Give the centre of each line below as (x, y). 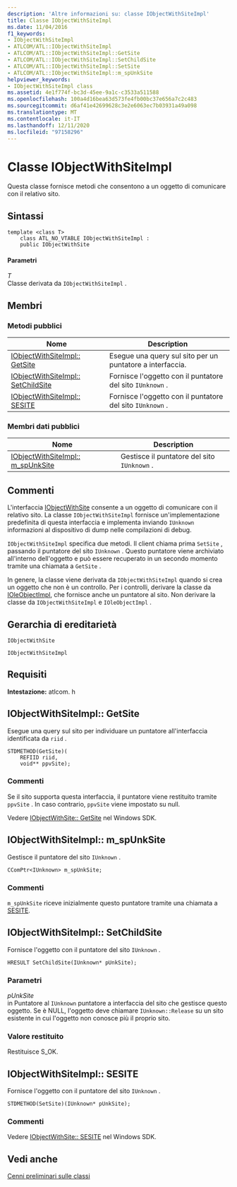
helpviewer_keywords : (39, 79)
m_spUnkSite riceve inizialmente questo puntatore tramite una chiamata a (113, 903)
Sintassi (25, 216)
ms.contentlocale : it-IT (44, 119)
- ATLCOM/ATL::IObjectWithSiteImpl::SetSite (74, 66)
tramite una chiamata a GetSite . (54, 566)
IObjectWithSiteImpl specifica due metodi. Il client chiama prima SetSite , (115, 543)
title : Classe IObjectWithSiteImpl (60, 20)
